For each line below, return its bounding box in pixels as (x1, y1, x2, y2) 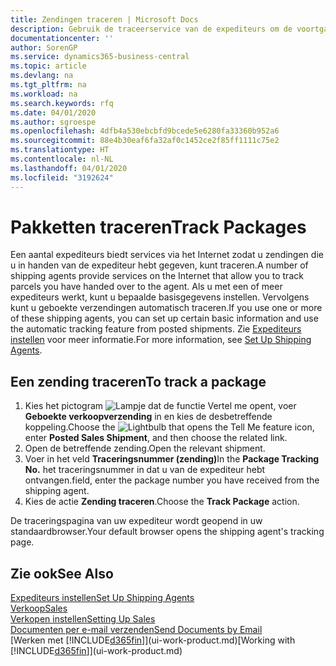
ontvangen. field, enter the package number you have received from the (24, 474, 320, 486)
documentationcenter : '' (10, 33, 114, 43)
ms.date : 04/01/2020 (10, 107, 97, 118)
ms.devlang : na (10, 71, 74, 81)
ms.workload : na (10, 89, 78, 99)
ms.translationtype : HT (10, 145, 110, 155)
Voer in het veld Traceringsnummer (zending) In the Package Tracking (24, 453, 320, 465)
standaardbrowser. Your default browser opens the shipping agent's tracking (10, 526, 325, 538)
